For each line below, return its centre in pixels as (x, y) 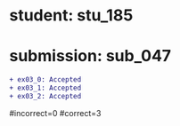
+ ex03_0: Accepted (45, 80)
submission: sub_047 (90, 56)
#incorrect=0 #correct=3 (55, 113)
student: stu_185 (71, 16)
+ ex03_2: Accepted (45, 96)
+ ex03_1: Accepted (45, 88)
